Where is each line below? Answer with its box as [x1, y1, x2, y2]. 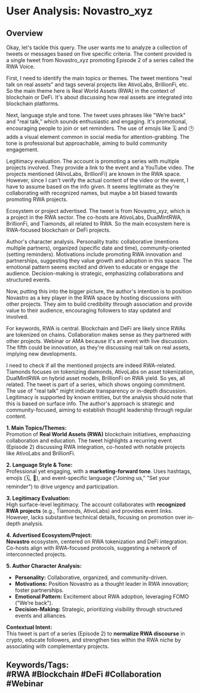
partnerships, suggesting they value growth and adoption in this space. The [6, 257, 192, 264]
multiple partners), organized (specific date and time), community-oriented [6, 244, 191, 251]
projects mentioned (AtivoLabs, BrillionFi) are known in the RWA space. [6, 171, 181, 177]
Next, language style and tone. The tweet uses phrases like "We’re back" [6, 112, 186, 118]
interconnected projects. [6, 551, 67, 558]
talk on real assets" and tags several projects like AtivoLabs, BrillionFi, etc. [6, 81, 189, 88]
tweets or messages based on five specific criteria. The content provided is [6, 50, 192, 57]
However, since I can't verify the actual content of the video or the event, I [6, 177, 189, 184]
